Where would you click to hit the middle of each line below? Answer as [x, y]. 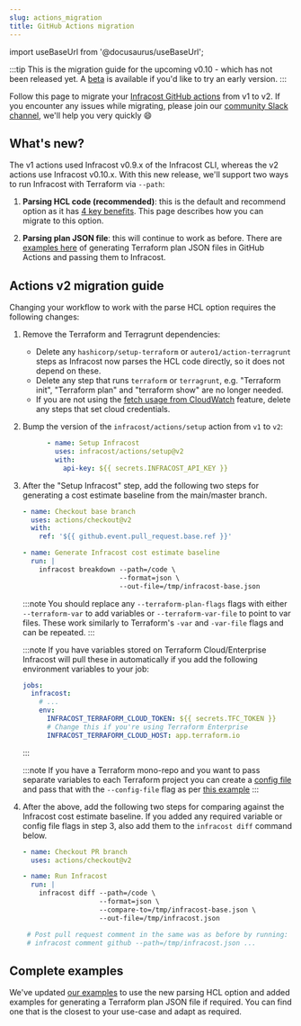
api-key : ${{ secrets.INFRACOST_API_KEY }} [145, 468]
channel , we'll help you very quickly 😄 [81, 115]
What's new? [47, 144]
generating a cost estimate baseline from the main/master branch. [145, 495]
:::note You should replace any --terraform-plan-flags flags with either [155, 603]
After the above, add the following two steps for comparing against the [153, 806]
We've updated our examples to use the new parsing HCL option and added [150, 993]
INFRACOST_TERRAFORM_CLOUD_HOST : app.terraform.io [143, 735]
